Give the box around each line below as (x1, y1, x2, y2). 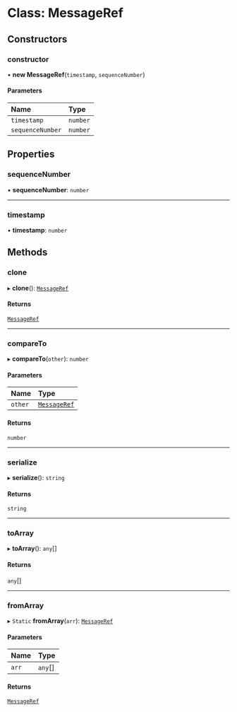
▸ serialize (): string (7, 473, 65, 482)
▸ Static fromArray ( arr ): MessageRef (7, 617, 114, 625)
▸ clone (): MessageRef (7, 284, 69, 292)
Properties (7, 148, 55, 161)
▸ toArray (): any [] (7, 544, 58, 553)
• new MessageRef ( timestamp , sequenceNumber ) (7, 70, 146, 78)
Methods (7, 246, 48, 259)
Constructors (7, 33, 68, 45)
